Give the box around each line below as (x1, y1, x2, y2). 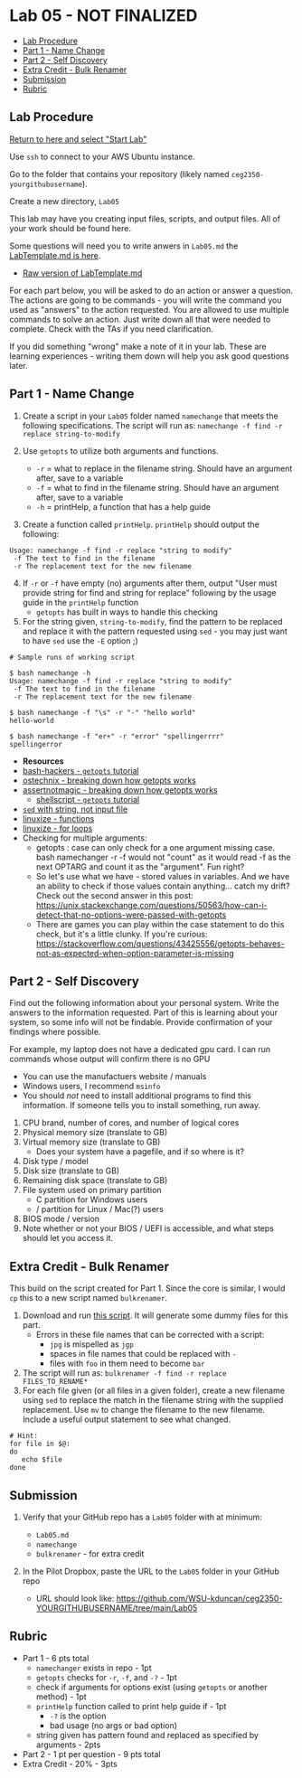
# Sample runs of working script (9, 653, 136, 662)
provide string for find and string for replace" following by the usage (22, 587, 277, 597)
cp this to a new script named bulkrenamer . (9, 1293, 168, 1303)
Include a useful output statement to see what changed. (22, 1414, 231, 1425)
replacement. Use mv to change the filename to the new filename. (22, 1405, 265, 1416)
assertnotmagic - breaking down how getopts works (22, 784, 219, 795)
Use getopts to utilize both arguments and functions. (22, 445, 219, 456)
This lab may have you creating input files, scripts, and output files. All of (9, 213, 281, 224)
